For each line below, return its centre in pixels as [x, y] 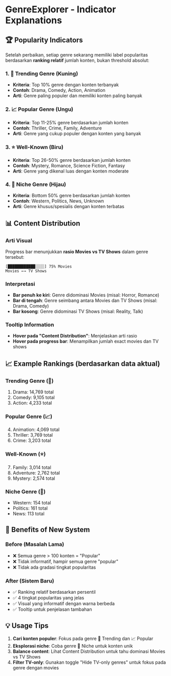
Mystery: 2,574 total [34, 478]
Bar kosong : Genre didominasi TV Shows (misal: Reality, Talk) [78, 311]
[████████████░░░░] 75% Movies [39, 266]
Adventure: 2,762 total [36, 473]
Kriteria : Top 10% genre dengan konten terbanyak [66, 85]
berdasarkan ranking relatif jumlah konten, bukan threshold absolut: [77, 60]
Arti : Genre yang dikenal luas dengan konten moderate [71, 171]
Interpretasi [20, 284]
